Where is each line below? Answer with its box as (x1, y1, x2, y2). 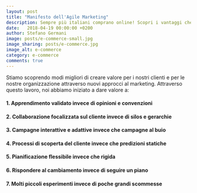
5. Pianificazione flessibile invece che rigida (6, 153, 116, 160)
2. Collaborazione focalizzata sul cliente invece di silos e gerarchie (6, 113, 172, 120)
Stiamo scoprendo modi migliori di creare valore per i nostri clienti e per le (6, 74, 185, 81)
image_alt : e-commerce (6, 47, 62, 53)
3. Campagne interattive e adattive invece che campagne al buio (6, 127, 166, 134)
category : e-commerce (6, 52, 59, 58)
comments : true (6, 57, 43, 63)
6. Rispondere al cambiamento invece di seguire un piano (6, 167, 148, 174)
